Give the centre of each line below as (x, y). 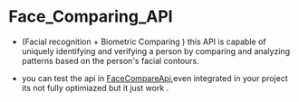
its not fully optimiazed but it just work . (95, 88)
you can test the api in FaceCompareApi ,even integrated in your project (154, 78)
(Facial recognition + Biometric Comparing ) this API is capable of (144, 42)
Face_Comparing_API (91, 17)
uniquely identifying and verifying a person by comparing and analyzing (156, 51)
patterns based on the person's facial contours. (111, 60)
